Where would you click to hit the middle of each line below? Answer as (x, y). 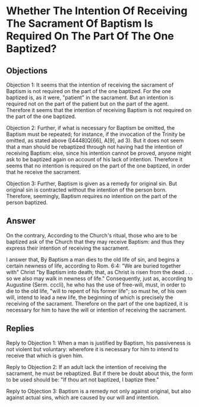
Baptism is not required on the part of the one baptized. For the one (89, 91)
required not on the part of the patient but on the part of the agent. (88, 104)
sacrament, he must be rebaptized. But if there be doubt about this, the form (99, 373)
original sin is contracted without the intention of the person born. (87, 190)
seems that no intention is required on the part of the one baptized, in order (98, 166)
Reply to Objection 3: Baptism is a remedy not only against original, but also (99, 391)
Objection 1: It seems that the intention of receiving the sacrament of (90, 85)
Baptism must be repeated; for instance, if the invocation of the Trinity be (96, 134)
